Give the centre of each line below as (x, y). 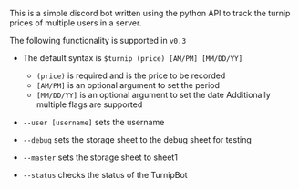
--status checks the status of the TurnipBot (105, 175)
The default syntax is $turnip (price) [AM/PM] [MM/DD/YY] (133, 58)
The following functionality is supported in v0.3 (98, 40)
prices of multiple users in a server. (76, 23)
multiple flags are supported (89, 104)
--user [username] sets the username (93, 122)
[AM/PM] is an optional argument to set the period (128, 85)
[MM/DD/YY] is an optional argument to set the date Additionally (153, 95)
